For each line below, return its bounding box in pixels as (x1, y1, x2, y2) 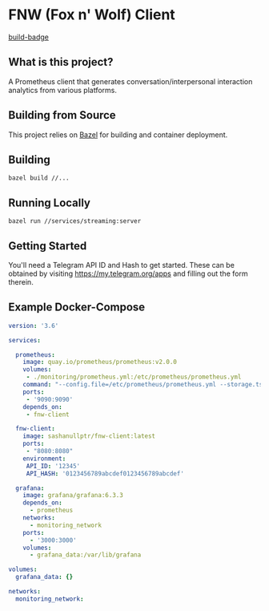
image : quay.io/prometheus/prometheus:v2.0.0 (22, 358, 178, 366)
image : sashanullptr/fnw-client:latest (22, 432, 156, 440)
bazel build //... (8, 174, 70, 182)
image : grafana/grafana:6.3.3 (22, 492, 124, 500)
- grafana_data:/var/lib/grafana (29, 551, 142, 559)
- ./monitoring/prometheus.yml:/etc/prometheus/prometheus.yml (26, 373, 242, 382)
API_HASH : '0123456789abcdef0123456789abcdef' (26, 469, 184, 478)
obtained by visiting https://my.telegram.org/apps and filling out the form (8, 269, 248, 278)
